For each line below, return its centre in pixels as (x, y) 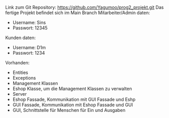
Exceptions (24, 78)
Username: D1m (29, 47)
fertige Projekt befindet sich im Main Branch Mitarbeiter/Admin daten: (78, 13)
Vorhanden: (17, 63)
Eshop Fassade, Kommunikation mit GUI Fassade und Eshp (74, 99)
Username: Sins (29, 23)
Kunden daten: (20, 38)
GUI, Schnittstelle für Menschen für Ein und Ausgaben (69, 110)
